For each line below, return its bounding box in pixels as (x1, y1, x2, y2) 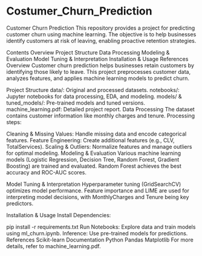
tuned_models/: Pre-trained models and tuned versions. (6, 99, 145, 107)
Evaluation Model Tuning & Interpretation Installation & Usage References (6, 55, 189, 62)
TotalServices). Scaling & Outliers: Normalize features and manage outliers (6, 143, 192, 150)
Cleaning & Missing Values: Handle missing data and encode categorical (6, 130, 187, 137)
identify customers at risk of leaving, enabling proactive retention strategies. (6, 37, 197, 44)
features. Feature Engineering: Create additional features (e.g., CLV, (6, 136, 175, 143)
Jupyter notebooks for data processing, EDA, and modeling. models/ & (6, 93, 183, 100)
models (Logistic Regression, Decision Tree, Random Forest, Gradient (6, 156, 180, 163)
